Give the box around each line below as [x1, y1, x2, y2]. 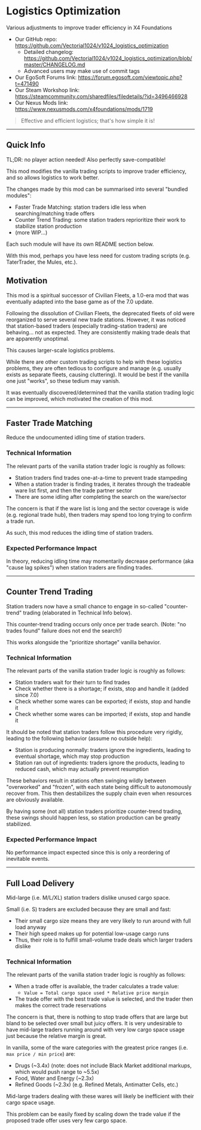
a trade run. [6, 517, 35, 525]
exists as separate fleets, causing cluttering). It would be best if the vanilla [6, 371, 190, 378]
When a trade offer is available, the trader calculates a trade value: [14, 983, 179, 990]
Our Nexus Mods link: [14, 99, 69, 106]
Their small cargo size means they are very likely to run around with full [14, 917, 191, 925]
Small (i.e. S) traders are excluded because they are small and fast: [6, 906, 172, 913]
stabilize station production [14, 223, 83, 230]
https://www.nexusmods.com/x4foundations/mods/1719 [14, 105, 154, 112]
